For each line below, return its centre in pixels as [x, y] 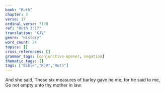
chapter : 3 [17, 14]
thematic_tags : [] [24, 61]
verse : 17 [16, 19]
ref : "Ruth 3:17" [23, 28]
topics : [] [17, 47]
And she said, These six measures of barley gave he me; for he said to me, [83, 80]
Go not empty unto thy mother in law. [44, 85]
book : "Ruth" [19, 10]
